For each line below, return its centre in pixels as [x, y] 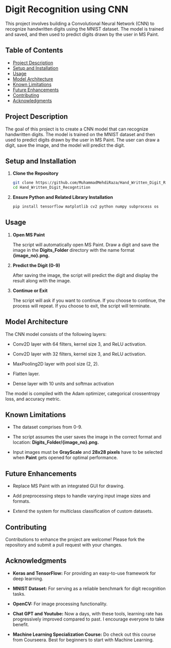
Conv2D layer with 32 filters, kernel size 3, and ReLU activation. [79, 354]
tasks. [19, 594]
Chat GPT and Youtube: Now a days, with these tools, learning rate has [88, 613]
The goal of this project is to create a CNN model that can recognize [77, 129]
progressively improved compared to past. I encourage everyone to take [88, 619]
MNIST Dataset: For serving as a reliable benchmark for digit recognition [89, 588]
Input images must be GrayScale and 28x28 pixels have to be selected [88, 452]
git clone [23, 183]
